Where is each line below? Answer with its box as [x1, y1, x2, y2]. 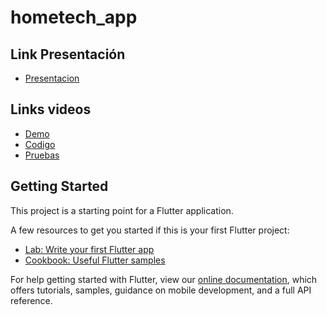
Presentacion [24, 72, 80, 84]
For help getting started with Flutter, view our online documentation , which [10, 273, 318, 285]
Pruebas [24, 149, 60, 161]
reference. [10, 294, 53, 306]
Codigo [24, 138, 56, 150]
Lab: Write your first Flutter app [24, 243, 155, 255]
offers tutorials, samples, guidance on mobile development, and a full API [10, 284, 312, 296]
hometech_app [10, 6, 138, 29]
